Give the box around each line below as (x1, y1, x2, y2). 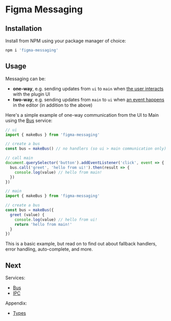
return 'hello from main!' (14, 222, 72, 227)
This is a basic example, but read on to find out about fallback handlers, (5, 241, 157, 247)
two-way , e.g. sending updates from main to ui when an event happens (12, 96, 164, 102)
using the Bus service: (5, 117, 53, 123)
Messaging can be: (5, 76, 46, 82)
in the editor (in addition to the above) (12, 102, 93, 108)
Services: (5, 275, 26, 281)
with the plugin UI (12, 91, 50, 97)
